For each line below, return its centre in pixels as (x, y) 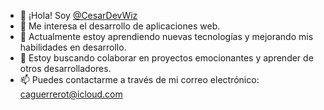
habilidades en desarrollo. (73, 47)
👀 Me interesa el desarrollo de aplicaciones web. (120, 26)
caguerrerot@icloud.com (71, 94)
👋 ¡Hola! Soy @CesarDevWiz (78, 15)
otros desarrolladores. (65, 68)
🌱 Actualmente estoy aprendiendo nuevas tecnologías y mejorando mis (166, 36)
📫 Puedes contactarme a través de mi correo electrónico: (139, 79)
